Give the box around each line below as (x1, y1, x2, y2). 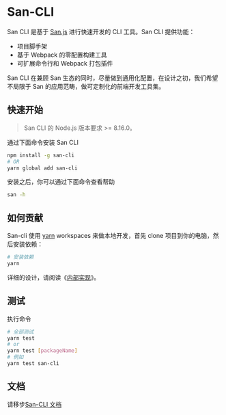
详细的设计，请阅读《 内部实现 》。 (7, 273, 100, 281)
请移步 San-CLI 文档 (7, 400, 62, 408)
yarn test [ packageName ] (7, 347, 78, 354)
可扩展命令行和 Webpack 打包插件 (16, 59, 113, 67)
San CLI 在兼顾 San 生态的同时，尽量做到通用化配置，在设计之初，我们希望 (7, 73, 218, 82)
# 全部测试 (7, 328, 34, 335)
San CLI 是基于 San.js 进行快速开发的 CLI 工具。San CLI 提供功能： (7, 27, 195, 36)
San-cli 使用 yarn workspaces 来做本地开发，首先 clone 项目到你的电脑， (7, 232, 213, 240)
